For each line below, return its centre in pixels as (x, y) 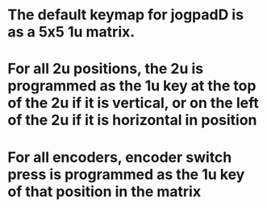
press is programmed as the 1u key (126, 174)
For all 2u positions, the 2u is (105, 69)
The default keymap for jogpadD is (125, 15)
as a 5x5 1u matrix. (71, 32)
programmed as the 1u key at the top (132, 86)
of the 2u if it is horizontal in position (132, 121)
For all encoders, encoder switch (120, 157)
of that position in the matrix (104, 191)
